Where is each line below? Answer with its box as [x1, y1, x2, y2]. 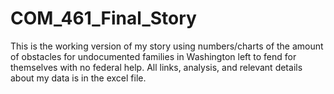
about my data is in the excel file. [10, 72, 147, 84]
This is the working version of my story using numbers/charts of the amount [10, 40, 324, 52]
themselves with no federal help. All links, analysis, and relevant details [10, 61, 303, 73]
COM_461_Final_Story [10, 7, 197, 30]
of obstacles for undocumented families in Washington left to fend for [10, 50, 297, 62]
